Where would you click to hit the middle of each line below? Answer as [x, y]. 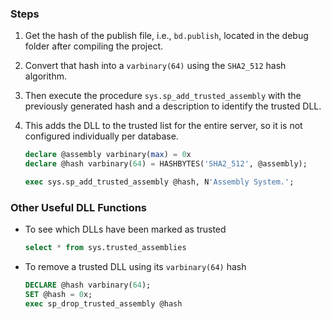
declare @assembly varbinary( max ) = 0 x [108, 155]
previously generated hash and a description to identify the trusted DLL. [173, 106]
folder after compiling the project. [93, 46]
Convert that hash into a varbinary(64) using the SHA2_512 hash [155, 66]
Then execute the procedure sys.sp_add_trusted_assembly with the [163, 96]
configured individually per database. [101, 136]
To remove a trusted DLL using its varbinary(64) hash [135, 267]
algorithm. [45, 76]
